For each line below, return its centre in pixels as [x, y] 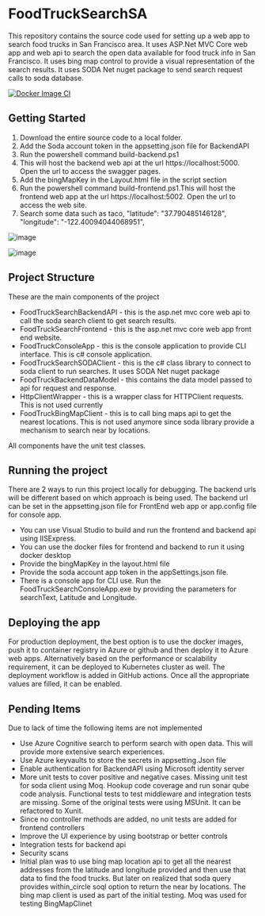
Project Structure [51, 277]
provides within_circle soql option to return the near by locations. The [133, 887]
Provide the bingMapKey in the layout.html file [95, 564]
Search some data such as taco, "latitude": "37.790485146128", [123, 213]
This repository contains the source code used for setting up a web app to [129, 36]
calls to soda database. [46, 78]
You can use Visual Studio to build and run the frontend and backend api [138, 530]
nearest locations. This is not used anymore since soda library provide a [137, 421]
